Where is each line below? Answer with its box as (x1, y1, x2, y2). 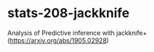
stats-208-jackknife (7, 5, 130, 21)
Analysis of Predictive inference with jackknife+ (7, 28, 148, 37)
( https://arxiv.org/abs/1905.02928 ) (7, 36, 109, 44)
